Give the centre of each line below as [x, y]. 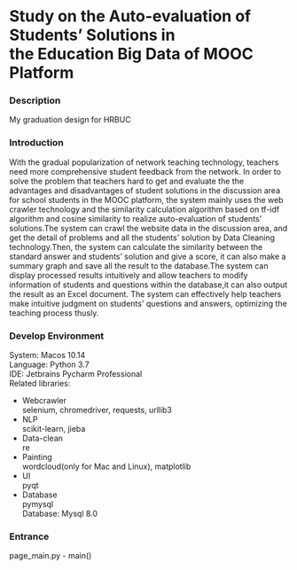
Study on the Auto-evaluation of [130, 16]
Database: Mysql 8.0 [60, 514]
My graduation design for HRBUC [70, 120]
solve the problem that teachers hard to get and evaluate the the [127, 181]
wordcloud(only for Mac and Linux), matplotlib [106, 466]
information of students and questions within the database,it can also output [148, 285]
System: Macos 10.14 [47, 355]
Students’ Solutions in [92, 35]
